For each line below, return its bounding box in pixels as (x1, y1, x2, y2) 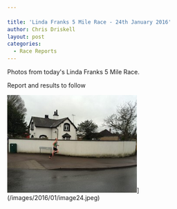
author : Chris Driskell (7, 26, 76, 33)
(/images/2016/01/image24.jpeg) (7, 194, 100, 201)
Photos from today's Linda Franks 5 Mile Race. (7, 68, 140, 76)
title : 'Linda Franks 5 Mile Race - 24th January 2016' (7, 18, 171, 26)
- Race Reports (13, 48, 57, 55)
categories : (7, 40, 41, 48)
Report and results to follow (7, 81, 86, 90)
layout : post (7, 33, 45, 40)
